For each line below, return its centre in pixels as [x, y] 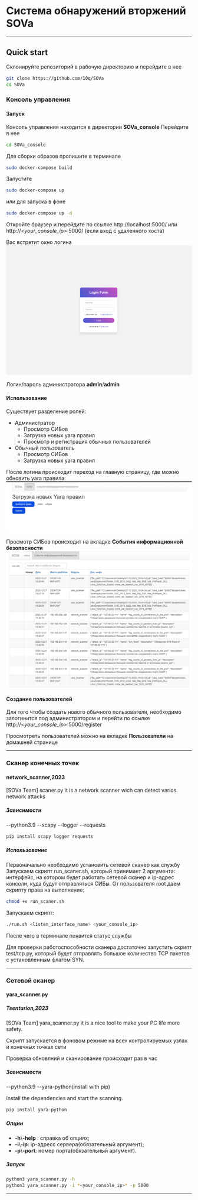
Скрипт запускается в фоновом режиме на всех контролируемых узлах [97, 1040]
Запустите [19, 179]
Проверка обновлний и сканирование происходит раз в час [82, 1058]
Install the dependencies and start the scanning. [65, 1098]
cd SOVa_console [26, 145]
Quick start [27, 52]
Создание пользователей [39, 699]
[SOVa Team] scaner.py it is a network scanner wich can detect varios [91, 791]
